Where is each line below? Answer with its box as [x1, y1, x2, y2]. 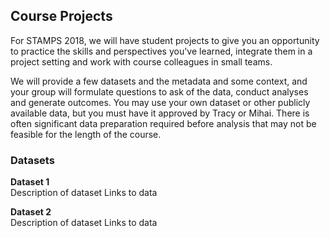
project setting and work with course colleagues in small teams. [10, 55, 273, 68]
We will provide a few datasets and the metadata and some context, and [10, 75, 308, 87]
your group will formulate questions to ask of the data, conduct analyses [10, 85, 309, 98]
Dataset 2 [10, 206, 52, 218]
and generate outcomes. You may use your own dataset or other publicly [10, 96, 311, 108]
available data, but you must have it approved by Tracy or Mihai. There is [10, 107, 310, 119]
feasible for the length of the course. [10, 128, 162, 140]
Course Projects [10, 8, 113, 25]
